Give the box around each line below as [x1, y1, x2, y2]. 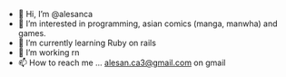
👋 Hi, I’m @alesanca [17, 9, 94, 19]
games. [17, 28, 47, 38]
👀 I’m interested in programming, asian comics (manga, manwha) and [17, 18, 279, 29]
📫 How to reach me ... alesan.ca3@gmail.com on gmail [17, 57, 226, 68]
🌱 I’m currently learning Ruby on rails [17, 37, 157, 48]
